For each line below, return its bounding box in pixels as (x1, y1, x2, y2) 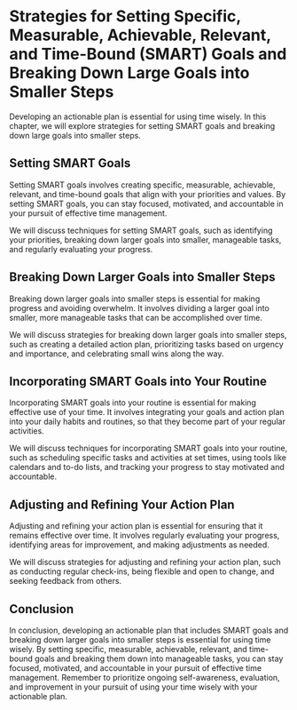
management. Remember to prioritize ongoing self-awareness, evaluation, (9, 673, 281, 682)
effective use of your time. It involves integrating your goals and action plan (9, 407, 285, 418)
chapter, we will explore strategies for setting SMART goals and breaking (9, 120, 276, 131)
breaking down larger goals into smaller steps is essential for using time (9, 634, 271, 645)
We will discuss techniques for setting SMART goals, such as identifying (9, 225, 273, 235)
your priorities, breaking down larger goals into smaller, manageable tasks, (9, 234, 282, 245)
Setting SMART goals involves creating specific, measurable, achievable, (9, 179, 277, 190)
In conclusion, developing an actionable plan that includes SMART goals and (9, 625, 289, 635)
